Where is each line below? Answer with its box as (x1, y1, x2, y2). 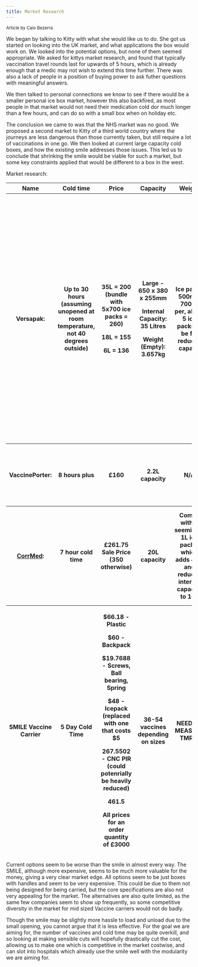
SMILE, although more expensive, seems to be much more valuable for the (6, 867, 187, 874)
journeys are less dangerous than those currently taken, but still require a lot (6, 134, 192, 141)
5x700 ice (101, 305, 131, 313)
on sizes (141, 737, 166, 745)
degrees (64, 336, 88, 345)
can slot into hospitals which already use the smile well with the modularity (6, 947, 188, 955)
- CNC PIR (101, 754, 131, 762)
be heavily (101, 777, 131, 785)
